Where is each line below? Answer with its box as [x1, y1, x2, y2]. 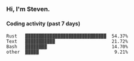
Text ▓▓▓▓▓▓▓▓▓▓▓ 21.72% [6, 39, 129, 45]
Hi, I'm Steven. [6, 5, 50, 13]
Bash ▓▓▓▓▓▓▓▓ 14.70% [6, 44, 129, 50]
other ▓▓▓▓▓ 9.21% [6, 49, 129, 56]
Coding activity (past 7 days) [6, 20, 80, 27]
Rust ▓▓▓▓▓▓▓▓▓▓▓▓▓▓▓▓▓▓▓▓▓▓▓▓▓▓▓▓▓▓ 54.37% [6, 33, 129, 39]
